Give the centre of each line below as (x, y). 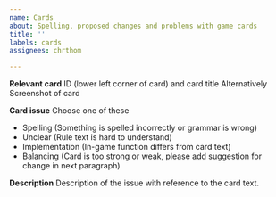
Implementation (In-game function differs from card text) (126, 147)
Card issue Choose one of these (69, 111)
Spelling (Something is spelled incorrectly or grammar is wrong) (139, 128)
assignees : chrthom (46, 51)
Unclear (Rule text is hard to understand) (97, 137)
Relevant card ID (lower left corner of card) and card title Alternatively (138, 84)
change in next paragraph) (71, 166)
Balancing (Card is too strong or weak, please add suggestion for (142, 156)
